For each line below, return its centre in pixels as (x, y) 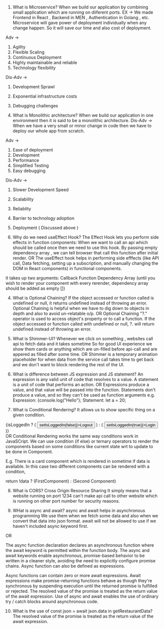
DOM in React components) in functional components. (67, 268)
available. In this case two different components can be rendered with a (78, 466)
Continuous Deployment (37, 57)
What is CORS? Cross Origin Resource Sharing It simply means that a (82, 491)
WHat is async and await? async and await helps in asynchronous (79, 510)
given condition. (29, 415)
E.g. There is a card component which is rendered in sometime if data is (78, 461)
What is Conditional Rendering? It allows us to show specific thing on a (84, 410)
